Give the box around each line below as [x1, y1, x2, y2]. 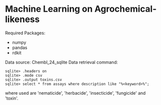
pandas [12, 44, 28, 50]
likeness [5, 14, 40, 25]
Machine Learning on [5, 3, 93, 15]
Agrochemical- [94, 3, 157, 15]
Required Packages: [5, 30, 45, 36]
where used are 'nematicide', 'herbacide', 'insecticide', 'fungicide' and [5, 90, 146, 96]
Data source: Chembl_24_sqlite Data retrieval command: [5, 59, 118, 65]
